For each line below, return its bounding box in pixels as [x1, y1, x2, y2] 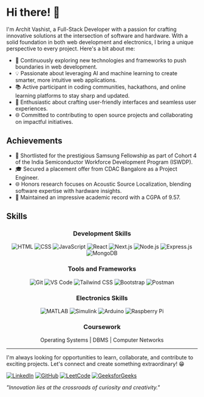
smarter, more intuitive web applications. [15, 76, 117, 84]
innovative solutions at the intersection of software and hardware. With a [6, 32, 188, 39]
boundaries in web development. [15, 63, 98, 70]
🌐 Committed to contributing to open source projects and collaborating [15, 111, 193, 118]
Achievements [6, 136, 63, 146]
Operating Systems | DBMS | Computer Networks [40, 336, 164, 344]
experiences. [15, 104, 48, 112]
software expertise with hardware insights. [15, 187, 122, 194]
